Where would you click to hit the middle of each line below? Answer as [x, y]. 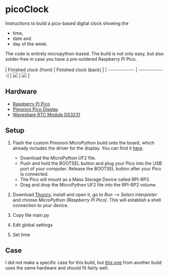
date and [22, 38]
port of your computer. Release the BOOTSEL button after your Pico [91, 168]
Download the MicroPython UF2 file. [58, 158]
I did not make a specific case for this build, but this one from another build [83, 263]
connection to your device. [40, 205]
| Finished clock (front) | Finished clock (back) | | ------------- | [71, 70]
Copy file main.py [31, 215]
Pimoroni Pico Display [35, 109]
